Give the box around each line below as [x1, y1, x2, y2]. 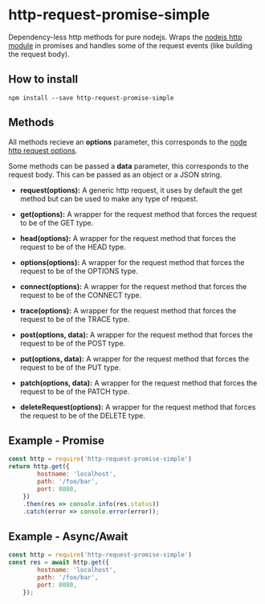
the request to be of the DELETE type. [19, 410, 146, 420]
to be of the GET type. [19, 218, 94, 227]
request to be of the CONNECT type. [19, 290, 142, 300]
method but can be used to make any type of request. [19, 194, 198, 203]
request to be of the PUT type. [19, 362, 121, 372]
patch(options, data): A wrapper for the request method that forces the [19, 377, 258, 387]
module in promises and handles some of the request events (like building [8, 40, 253, 50]
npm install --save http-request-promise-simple [8, 94, 174, 102]
